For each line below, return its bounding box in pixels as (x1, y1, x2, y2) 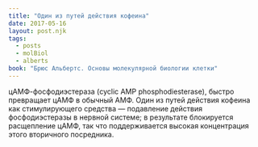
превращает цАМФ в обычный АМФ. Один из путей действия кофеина (8, 94, 251, 105)
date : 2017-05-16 (8, 19, 67, 27)
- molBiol (15, 49, 48, 57)
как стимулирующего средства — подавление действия (8, 103, 203, 113)
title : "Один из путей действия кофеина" (8, 11, 150, 20)
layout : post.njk (8, 27, 67, 35)
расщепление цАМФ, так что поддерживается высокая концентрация (8, 120, 250, 130)
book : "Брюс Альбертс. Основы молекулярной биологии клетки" (8, 65, 218, 73)
